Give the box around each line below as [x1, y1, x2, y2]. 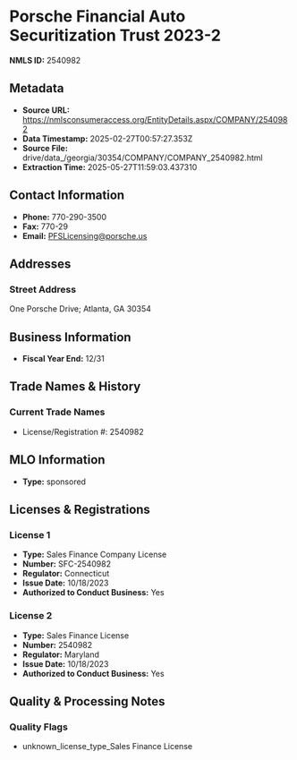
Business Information [9, 329, 132, 345]
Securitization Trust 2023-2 [9, 25, 222, 46]
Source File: [21, 142, 69, 153]
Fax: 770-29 [21, 221, 69, 232]
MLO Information [9, 452, 106, 467]
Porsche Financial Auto [9, 6, 186, 27]
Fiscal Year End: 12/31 [21, 354, 105, 364]
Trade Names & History [9, 379, 141, 395]
